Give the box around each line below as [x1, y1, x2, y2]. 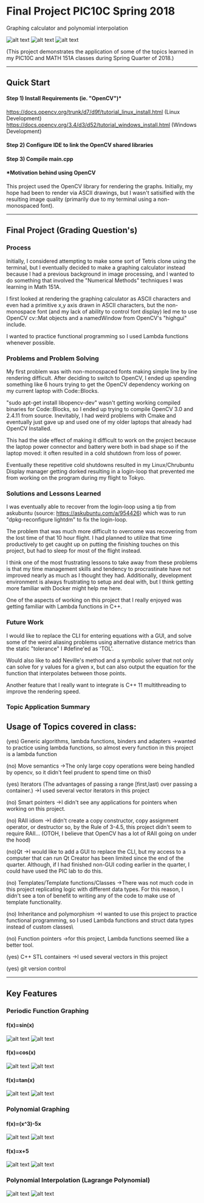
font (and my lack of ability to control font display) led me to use [37, 308, 197, 315]
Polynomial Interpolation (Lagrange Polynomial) [6, 1176, 151, 1185]
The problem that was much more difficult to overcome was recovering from [6, 528, 197, 535]
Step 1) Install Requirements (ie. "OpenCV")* [6, 94, 122, 101]
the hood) [6, 836, 31, 843]
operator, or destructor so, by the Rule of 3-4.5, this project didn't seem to [6, 823, 192, 831]
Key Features [6, 988, 58, 998]
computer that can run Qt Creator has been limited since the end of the [6, 854, 184, 862]
